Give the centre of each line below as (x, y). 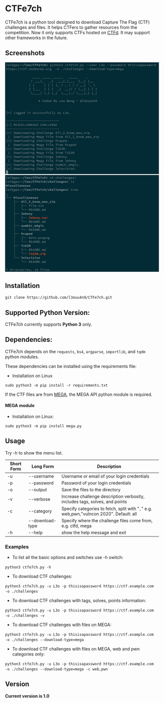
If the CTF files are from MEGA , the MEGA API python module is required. (79, 394)
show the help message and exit (94, 533)
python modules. (22, 357)
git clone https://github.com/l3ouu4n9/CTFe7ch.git (59, 298)
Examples (17, 547)
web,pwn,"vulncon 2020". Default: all (99, 514)
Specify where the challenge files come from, (107, 520)
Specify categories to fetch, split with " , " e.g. (107, 509)
